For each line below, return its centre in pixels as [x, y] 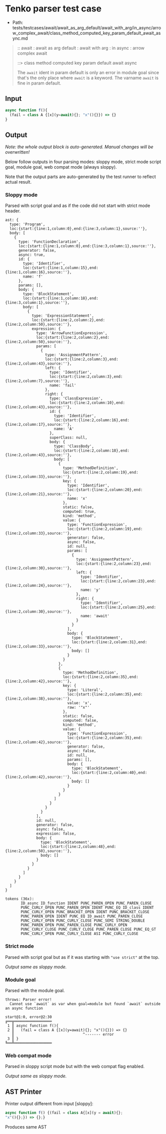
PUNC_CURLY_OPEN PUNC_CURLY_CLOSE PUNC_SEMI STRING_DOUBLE [83, 921]
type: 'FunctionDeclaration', [49, 242]
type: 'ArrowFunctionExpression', [72, 333]
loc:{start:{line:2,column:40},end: [110, 773]
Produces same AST [26, 1127]
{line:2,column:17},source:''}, [38, 425]
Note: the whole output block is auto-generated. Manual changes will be [79, 147]
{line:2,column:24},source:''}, [38, 586]
